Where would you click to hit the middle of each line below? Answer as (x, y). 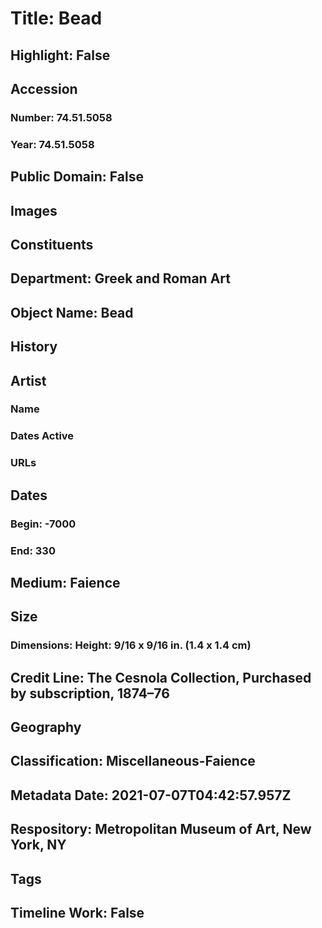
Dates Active (42, 436)
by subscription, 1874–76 (90, 693)
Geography (46, 727)
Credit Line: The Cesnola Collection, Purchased (161, 677)
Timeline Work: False (77, 912)
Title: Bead (56, 18)
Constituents (52, 244)
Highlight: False (60, 55)
